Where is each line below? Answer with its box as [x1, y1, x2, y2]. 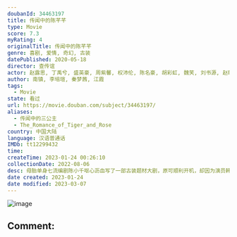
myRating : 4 [7, 37, 42, 44]
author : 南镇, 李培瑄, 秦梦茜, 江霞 [7, 75, 104, 83]
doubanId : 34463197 [7, 10, 65, 18]
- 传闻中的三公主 [13, 115, 57, 122]
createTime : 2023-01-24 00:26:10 [7, 154, 106, 162]
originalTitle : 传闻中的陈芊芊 [7, 43, 92, 50]
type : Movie [7, 23, 42, 30]
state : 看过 [7, 96, 40, 103]
